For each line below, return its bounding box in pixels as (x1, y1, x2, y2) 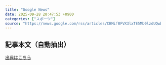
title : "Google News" (5, 7, 50, 12)
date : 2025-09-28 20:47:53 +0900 (5, 12, 74, 17)
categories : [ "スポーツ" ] (5, 16, 55, 21)
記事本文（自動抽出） (5, 40, 70, 49)
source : (5, 21, 21, 26)
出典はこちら (5, 55, 31, 61)
